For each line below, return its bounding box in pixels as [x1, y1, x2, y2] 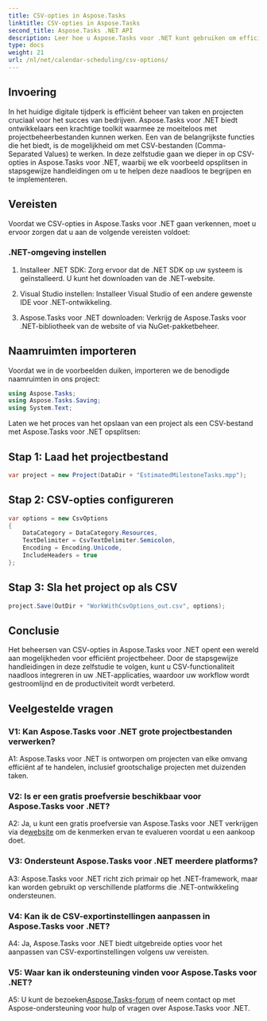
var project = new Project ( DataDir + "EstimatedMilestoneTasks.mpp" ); [8, 471, 247, 479]
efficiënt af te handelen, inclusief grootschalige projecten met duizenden [8, 762, 246, 773]
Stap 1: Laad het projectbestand [8, 450, 168, 464]
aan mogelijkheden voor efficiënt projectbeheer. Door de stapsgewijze [8, 654, 238, 663]
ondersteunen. [8, 890, 56, 900]
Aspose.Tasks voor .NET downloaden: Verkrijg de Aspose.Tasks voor [19, 312, 246, 323]
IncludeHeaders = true [22, 551, 98, 560]
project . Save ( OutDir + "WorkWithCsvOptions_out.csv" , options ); [8, 602, 226, 610]
